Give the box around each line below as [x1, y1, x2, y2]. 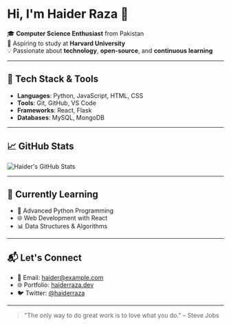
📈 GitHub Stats [7, 141, 74, 152]
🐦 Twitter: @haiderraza [16, 289, 85, 297]
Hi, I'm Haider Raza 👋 [7, 6, 129, 22]
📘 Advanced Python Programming [16, 207, 114, 215]
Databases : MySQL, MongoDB [16, 113, 105, 121]
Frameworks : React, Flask [16, 106, 92, 114]
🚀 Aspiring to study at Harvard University [7, 39, 126, 47]
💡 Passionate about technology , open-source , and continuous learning [7, 46, 213, 54]
